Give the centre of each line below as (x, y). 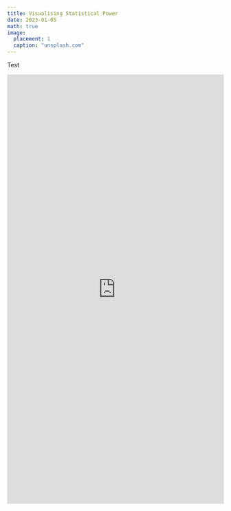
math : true (23, 26)
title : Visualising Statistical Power (63, 13)
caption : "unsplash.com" (49, 45)
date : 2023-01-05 (32, 20)
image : (16, 33)
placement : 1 (32, 39)
